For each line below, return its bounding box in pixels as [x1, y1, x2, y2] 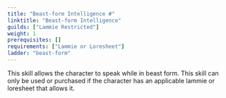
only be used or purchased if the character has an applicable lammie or [7, 76, 215, 85]
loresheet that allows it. [7, 84, 76, 92]
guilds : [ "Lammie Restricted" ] [7, 23, 100, 30]
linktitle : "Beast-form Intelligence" [7, 17, 121, 24]
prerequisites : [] [7, 37, 61, 44]
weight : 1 [7, 30, 37, 37]
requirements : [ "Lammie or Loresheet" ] [7, 43, 125, 50]
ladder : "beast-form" [7, 50, 71, 57]
